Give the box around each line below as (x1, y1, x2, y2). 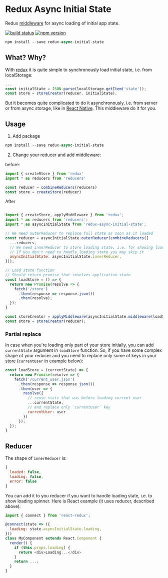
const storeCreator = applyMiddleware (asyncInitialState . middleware (5, 314, 151, 319)
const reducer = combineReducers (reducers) (5, 185, 97, 190)
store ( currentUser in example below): (5, 358, 83, 364)
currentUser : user (27, 409, 66, 414)
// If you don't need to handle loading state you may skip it (9, 249, 144, 255)
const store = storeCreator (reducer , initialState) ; (5, 91, 117, 96)
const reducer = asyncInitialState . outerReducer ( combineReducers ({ (5, 235, 149, 241)
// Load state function (5, 268, 55, 273)
